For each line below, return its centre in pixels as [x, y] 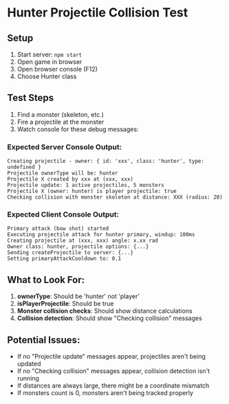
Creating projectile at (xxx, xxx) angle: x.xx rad [83, 241]
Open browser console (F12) [57, 69]
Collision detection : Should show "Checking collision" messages [110, 318]
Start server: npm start [50, 54]
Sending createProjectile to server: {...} [70, 253]
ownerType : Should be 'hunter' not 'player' [78, 296]
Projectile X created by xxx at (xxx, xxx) [70, 179]
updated [29, 364]
